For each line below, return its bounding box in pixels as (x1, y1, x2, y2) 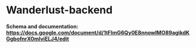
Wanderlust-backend (6, 3, 113, 17)
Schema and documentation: (6, 23, 79, 29)
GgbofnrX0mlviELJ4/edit (6, 35, 69, 42)
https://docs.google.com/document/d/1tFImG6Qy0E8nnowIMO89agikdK (6, 29, 190, 36)
